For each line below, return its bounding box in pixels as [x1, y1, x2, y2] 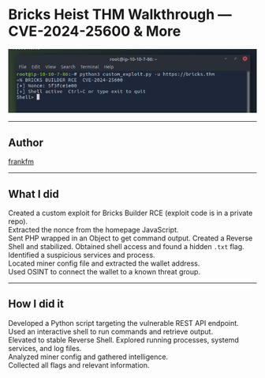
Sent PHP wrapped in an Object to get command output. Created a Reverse [8, 233, 253, 243]
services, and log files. [8, 343, 82, 353]
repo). [8, 216, 28, 226]
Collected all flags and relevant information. [8, 360, 150, 369]
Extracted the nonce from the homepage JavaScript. [8, 225, 179, 234]
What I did [8, 187, 59, 201]
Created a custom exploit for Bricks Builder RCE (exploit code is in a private [8, 208, 253, 217]
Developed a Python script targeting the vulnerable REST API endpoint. [8, 318, 239, 327]
